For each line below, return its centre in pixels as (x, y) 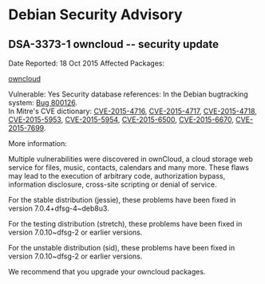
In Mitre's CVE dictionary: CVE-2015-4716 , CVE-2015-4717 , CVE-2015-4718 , (133, 111)
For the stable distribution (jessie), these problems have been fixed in (122, 200)
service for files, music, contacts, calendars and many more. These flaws (129, 168)
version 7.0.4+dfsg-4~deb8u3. (59, 208)
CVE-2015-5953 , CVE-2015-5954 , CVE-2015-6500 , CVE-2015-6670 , (121, 120)
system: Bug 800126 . (43, 103)
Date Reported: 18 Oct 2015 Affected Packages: (87, 63)
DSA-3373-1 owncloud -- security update (114, 44)
